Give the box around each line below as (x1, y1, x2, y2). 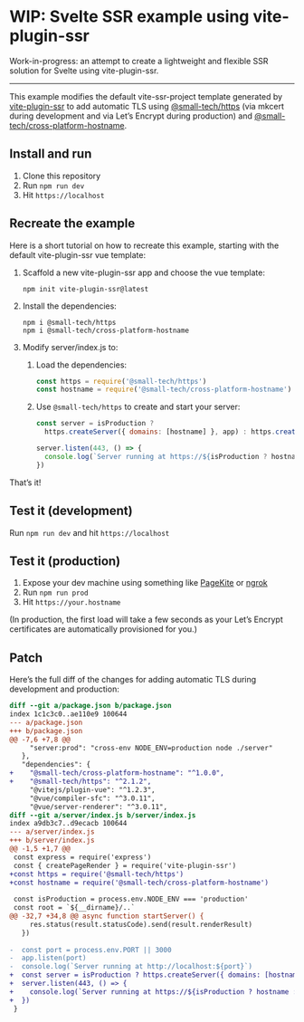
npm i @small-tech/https (22, 318, 117, 327)
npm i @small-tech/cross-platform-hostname (22, 326, 190, 335)
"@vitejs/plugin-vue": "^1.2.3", (29, 785, 156, 794)
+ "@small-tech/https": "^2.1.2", (9, 777, 152, 786)
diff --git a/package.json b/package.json (9, 702, 172, 711)
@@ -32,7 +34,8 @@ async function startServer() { (9, 912, 204, 921)
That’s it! (9, 477, 42, 488)
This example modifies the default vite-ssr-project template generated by (9, 91, 283, 101)
